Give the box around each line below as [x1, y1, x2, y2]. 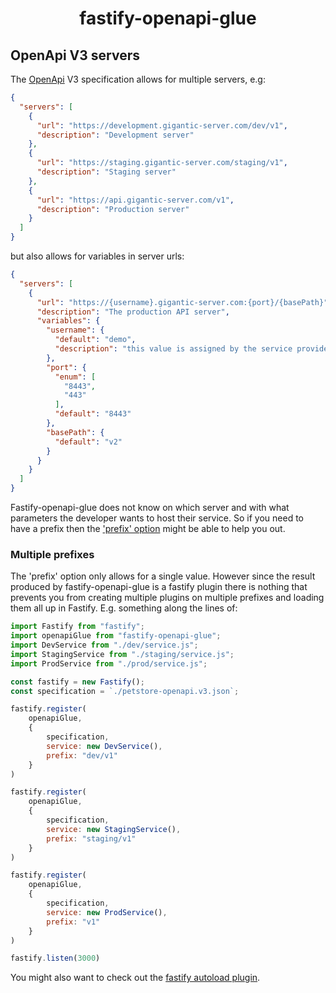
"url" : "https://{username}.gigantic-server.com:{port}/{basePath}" [36, 297, 329, 307]
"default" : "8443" [54, 409, 132, 419]
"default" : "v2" [54, 437, 123, 447]
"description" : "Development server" [36, 130, 195, 140]
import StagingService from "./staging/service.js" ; [10, 649, 235, 659]
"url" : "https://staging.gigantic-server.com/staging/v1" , [36, 158, 288, 168]
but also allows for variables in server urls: [10, 250, 185, 262]
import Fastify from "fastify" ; [10, 622, 145, 632]
